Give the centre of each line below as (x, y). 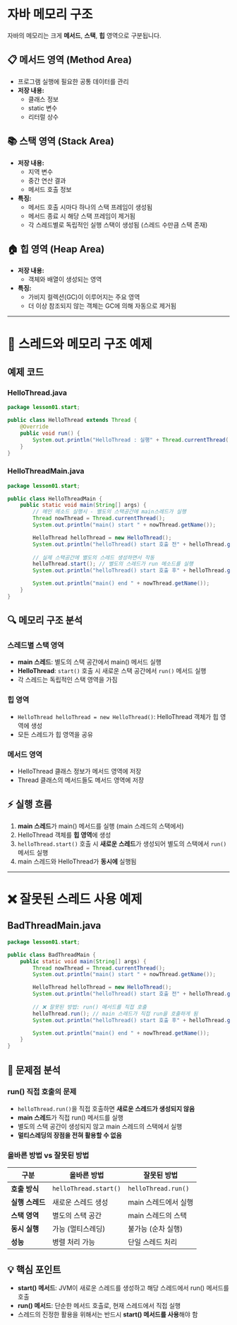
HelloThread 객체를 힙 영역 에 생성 (64, 834)
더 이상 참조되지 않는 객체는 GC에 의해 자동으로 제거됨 (102, 306)
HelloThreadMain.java (46, 471)
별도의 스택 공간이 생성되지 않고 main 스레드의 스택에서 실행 (100, 1126)
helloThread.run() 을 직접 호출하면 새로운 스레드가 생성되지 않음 (106, 1108)
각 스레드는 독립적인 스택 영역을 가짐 (67, 679)
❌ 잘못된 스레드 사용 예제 (75, 899)
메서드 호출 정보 (50, 189)
